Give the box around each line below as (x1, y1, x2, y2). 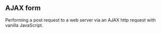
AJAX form (5, 4, 41, 12)
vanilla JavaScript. (5, 22, 44, 28)
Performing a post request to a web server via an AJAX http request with (5, 17, 156, 23)
